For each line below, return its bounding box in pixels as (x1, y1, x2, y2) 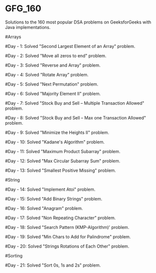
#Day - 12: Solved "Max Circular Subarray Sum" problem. (5, 158, 121, 164)
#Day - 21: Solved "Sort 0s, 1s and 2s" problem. (5, 262, 101, 268)
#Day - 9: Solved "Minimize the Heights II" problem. (5, 129, 110, 135)
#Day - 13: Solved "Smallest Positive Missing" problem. (5, 167, 116, 173)
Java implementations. (5, 24, 51, 30)
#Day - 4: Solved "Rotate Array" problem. (5, 71, 89, 77)
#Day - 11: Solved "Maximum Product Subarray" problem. (5, 148, 121, 154)
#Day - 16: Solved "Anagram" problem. (5, 205, 83, 211)
